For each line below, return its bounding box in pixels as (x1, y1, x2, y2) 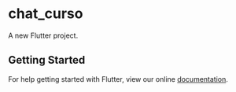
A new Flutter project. (8, 31, 79, 40)
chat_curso (8, 5, 83, 23)
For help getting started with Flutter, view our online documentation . (8, 74, 228, 83)
